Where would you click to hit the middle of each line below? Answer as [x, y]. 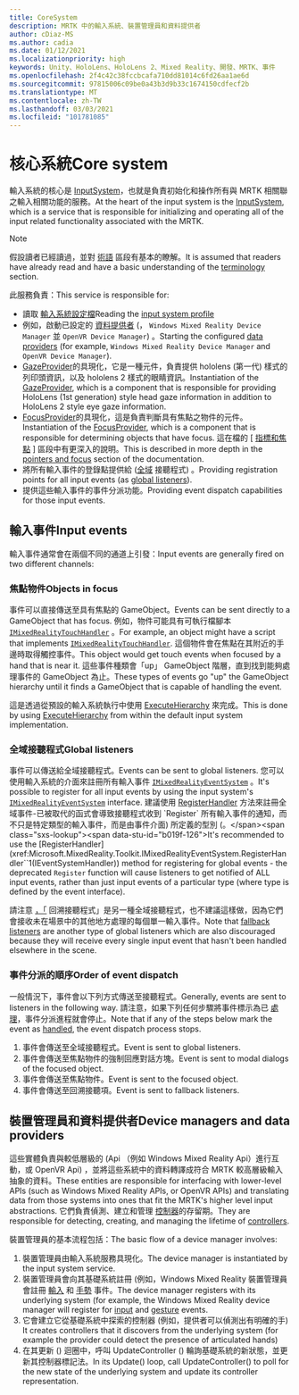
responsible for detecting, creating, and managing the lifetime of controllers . [149, 1221]
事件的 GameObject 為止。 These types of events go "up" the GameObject [153, 677]
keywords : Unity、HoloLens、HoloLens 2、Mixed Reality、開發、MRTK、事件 [142, 68]
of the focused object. [63, 1068]
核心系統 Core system [89, 164]
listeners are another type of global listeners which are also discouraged [142, 931]
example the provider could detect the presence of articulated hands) [150, 1340]
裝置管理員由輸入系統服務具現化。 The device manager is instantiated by [155, 1258]
